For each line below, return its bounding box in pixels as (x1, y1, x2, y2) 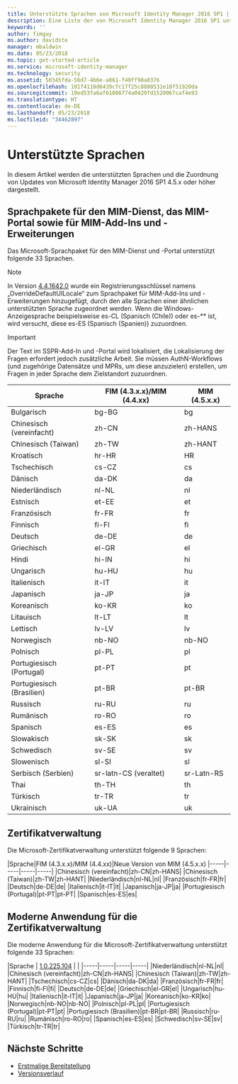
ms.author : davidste (7, 37, 69, 44)
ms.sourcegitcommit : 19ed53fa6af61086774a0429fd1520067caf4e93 (7, 89, 198, 97)
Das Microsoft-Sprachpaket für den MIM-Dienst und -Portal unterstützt (7, 246, 215, 256)
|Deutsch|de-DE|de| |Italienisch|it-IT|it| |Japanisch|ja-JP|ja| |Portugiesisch (7, 882, 225, 891)
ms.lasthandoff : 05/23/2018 (7, 109, 91, 116)
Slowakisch (11, 734, 50, 744)
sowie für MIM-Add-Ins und (36, 217, 161, 229)
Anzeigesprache (7, 312, 55, 320)
